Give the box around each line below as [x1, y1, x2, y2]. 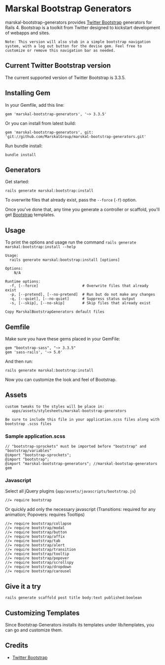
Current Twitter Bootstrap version [5, 61, 111, 70]
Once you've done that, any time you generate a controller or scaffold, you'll [5, 207, 160, 212]
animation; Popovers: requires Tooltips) [5, 512, 85, 518]
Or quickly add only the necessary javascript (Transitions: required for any [5, 506, 156, 512]
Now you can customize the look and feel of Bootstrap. [5, 376, 117, 382]
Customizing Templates [5, 609, 80, 617]
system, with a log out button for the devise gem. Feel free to [5, 43, 142, 48]
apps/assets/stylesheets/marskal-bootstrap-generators [11, 408, 127, 413]
